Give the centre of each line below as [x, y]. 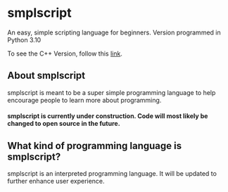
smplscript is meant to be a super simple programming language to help [112, 92]
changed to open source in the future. [64, 124]
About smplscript [46, 76]
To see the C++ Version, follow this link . [65, 53]
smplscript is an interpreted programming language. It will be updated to [112, 174]
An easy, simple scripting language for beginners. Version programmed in [114, 32]
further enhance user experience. [56, 181]
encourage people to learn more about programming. [84, 100]
